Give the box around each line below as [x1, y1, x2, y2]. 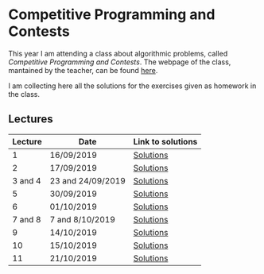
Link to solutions [133, 136, 198, 147]
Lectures [8, 113, 53, 126]
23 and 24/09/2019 [49, 175, 126, 186]
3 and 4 [12, 175, 41, 186]
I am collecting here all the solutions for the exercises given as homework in [8, 81, 257, 91]
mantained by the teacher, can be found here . [8, 65, 158, 75]
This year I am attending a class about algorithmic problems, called [8, 48, 228, 58]
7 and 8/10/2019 [49, 214, 115, 225]
